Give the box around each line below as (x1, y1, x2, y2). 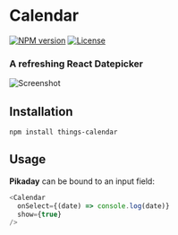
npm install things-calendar (9, 127, 118, 137)
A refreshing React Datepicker (9, 57, 144, 70)
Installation (9, 104, 73, 119)
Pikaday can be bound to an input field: (9, 176, 155, 187)
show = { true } (17, 210, 63, 219)
